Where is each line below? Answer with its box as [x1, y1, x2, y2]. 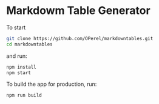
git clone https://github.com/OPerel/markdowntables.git [6, 35, 154, 41]
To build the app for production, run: [6, 80, 97, 88]
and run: [6, 52, 27, 60]
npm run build [6, 92, 42, 99]
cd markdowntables [6, 41, 53, 47]
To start [6, 24, 26, 31]
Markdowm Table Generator [6, 4, 151, 18]
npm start [6, 69, 32, 76]
